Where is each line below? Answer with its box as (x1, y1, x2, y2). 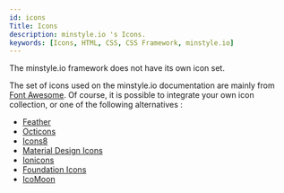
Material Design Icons (22, 145, 103, 156)
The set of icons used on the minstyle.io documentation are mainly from (9, 80, 275, 91)
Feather (22, 117, 51, 127)
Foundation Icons (22, 164, 87, 175)
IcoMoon (22, 174, 56, 185)
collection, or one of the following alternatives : (9, 100, 184, 110)
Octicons (22, 127, 56, 137)
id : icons (9, 13, 47, 22)
